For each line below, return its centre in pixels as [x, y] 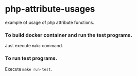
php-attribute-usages [50, 9]
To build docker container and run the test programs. [69, 35]
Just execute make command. [34, 46]
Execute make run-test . [28, 69]
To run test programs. [31, 58]
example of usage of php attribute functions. [50, 22]
